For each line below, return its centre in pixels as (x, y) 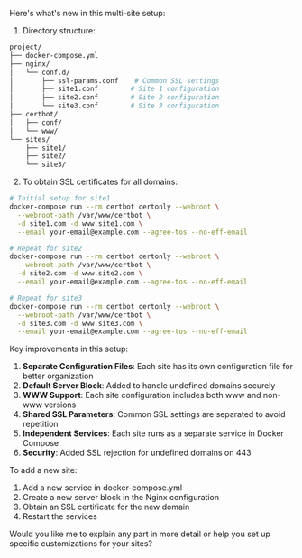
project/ (26, 47)
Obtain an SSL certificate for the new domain (106, 507)
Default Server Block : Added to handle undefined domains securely (149, 386)
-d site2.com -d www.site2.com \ (80, 274)
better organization (58, 376)
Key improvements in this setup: (69, 349)
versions (60, 405)
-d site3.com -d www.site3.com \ (80, 323)
